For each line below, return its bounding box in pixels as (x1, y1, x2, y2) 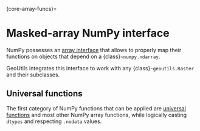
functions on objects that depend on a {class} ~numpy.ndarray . (6, 53, 160, 60)
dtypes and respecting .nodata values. (6, 118, 102, 125)
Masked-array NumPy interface (6, 27, 170, 40)
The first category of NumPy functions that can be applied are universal (6, 104, 187, 112)
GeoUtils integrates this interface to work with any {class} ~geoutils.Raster (6, 64, 195, 72)
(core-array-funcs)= (6, 5, 57, 12)
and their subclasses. (6, 71, 60, 78)
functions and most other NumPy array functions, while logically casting (6, 111, 187, 118)
